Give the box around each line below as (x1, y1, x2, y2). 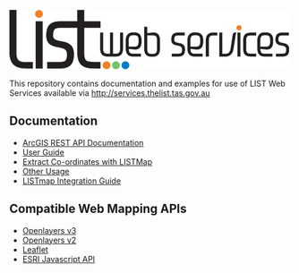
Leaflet (21, 243, 49, 255)
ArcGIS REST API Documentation (21, 137, 144, 148)
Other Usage (21, 166, 70, 176)
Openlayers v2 (21, 235, 77, 245)
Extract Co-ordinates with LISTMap (21, 156, 153, 166)
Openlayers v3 (21, 225, 77, 235)
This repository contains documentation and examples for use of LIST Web (9, 78, 286, 89)
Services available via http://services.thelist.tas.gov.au (9, 88, 210, 98)
